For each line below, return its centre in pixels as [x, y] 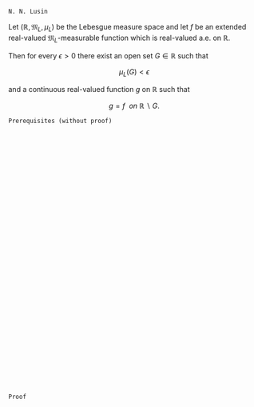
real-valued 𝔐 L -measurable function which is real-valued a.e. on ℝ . [119, 38]
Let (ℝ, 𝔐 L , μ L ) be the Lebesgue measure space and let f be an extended [127, 28]
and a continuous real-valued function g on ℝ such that [99, 90]
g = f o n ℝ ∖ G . [134, 106]
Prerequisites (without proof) [60, 121]
